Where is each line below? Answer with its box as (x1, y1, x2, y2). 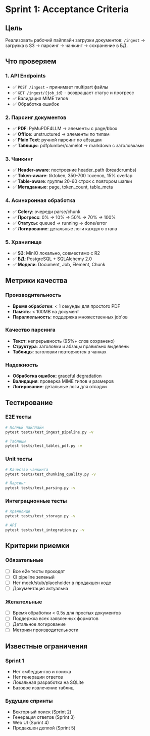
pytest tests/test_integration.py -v (5, 527, 85, 533)
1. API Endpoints (5, 72, 46, 79)
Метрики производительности (12, 627, 79, 633)
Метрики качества (5, 276, 68, 285)
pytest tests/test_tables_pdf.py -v (5, 443, 82, 448)
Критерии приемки (5, 542, 70, 550)
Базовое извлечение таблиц (12, 685, 74, 691)
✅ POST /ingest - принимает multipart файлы (12, 84, 109, 90)
